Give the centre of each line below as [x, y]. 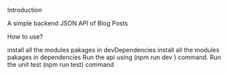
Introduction [25, 10]
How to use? [25, 36]
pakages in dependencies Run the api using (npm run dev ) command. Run [114, 57]
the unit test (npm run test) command [61, 64]
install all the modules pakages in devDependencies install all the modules [113, 50]
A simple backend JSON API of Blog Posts [68, 23]
